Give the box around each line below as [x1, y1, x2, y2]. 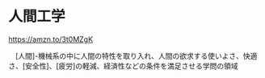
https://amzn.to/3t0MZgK [8, 34, 94, 44]
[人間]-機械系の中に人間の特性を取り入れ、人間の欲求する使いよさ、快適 [15, 51, 258, 60]
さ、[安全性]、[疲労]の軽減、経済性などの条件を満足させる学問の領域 [8, 61, 238, 71]
